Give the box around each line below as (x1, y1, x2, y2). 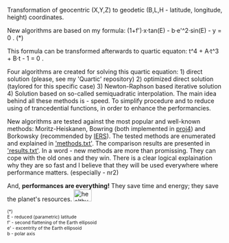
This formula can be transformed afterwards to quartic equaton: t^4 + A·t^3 (7, 47, 219, 55)
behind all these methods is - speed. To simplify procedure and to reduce (7, 97, 215, 105)
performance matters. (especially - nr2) (7, 168, 119, 176)
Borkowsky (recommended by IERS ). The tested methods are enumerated (7, 132, 216, 140)
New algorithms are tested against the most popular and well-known (7, 117, 201, 126)
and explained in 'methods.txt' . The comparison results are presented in (7, 139, 210, 147)
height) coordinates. (7, 13, 64, 21)
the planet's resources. (7, 195, 73, 203)
